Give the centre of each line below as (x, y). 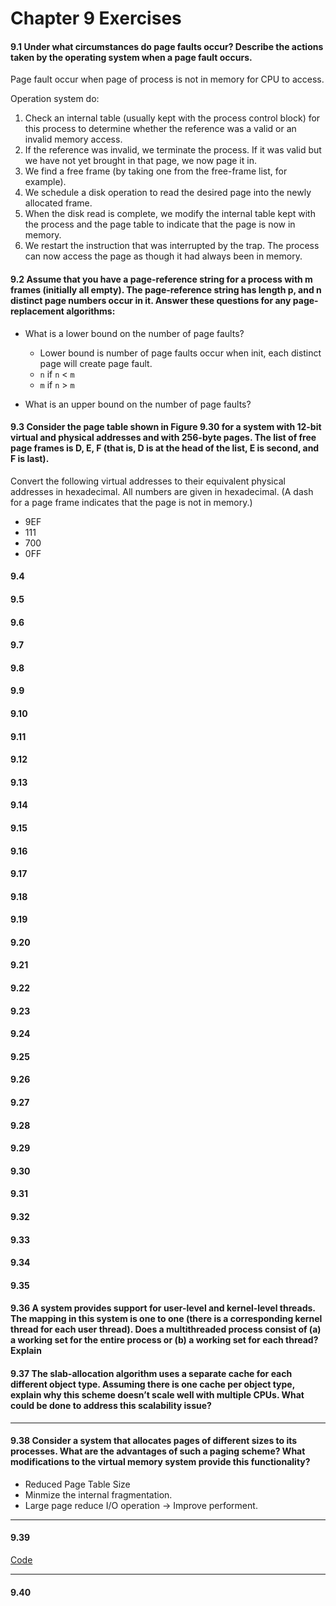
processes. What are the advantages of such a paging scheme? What (158, 1451)
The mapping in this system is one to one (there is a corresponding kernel (166, 1319)
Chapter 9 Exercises (96, 18)
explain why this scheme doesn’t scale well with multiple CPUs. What (157, 1394)
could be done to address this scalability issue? (111, 1405)
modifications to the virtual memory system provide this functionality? (160, 1462)
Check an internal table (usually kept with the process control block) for (172, 118)
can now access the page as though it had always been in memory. (163, 256)
